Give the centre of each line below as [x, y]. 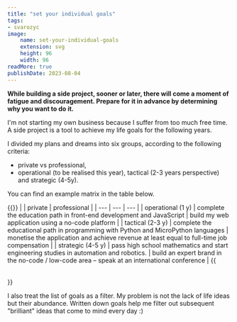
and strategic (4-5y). [48, 180]
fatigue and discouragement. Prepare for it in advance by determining [112, 101]
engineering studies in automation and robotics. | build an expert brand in [115, 252]
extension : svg [43, 47]
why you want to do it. [41, 109]
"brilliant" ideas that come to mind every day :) [76, 311]
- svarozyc [23, 27]
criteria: [19, 151]
